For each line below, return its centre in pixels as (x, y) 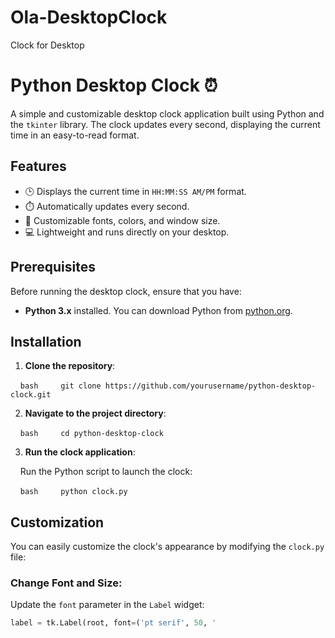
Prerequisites (53, 267)
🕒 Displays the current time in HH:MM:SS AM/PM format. (135, 191)
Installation (46, 341)
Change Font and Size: (66, 583)
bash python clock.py (73, 492)
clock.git (31, 395)
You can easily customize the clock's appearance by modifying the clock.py (167, 547)
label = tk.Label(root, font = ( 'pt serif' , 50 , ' (113, 623)
